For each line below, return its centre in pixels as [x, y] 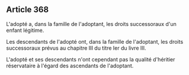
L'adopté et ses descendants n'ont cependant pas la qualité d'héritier [91, 59]
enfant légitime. [25, 30]
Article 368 [28, 10]
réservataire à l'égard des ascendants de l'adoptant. [70, 66]
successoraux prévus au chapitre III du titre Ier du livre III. [76, 48]
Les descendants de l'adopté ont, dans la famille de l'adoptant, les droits [95, 41]
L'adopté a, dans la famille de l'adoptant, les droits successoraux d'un [91, 24]
